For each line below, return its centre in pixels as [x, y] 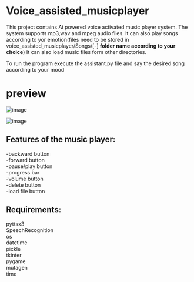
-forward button [26, 160]
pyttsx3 [15, 224]
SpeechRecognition [30, 230]
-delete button [24, 185]
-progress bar [23, 172]
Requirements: [34, 210]
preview [26, 94]
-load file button [26, 191]
